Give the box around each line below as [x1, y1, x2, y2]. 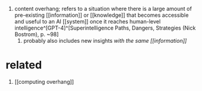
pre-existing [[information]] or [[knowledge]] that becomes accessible [14, 11, 189, 19]
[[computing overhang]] [14, 78, 74, 85]
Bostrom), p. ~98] [14, 31, 59, 38]
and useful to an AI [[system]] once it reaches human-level [14, 18, 161, 25]
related [5, 58, 42, 72]
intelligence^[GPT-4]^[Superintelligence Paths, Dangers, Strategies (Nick [14, 24, 196, 31]
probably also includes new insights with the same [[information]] [23, 37, 188, 44]
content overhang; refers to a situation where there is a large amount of [14, 5, 192, 12]
